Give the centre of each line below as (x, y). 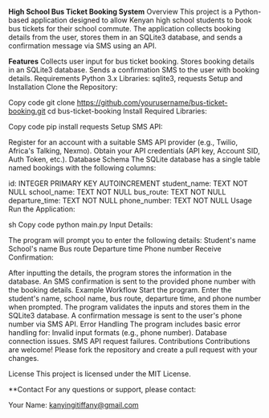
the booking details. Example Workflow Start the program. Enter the (120, 290)
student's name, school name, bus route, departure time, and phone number (134, 298)
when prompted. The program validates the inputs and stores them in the (129, 307)
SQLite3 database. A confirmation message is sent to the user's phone (125, 316)
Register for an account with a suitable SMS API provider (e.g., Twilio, (123, 142)
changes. (24, 358)
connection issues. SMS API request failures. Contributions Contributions (129, 341)
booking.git (27, 111)
